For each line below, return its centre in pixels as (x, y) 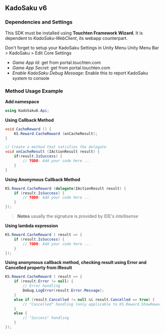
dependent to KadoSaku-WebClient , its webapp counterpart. (66, 38)
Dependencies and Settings (39, 22)
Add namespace (22, 101)
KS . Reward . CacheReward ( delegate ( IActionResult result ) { (66, 188)
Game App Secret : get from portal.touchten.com (61, 67)
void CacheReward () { (28, 129)
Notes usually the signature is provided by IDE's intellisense (78, 216)
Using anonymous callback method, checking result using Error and (76, 263)
